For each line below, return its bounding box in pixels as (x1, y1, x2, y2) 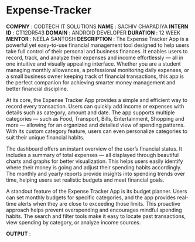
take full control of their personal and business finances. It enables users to (6, 47, 188, 54)
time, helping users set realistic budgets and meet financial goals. (6, 176, 165, 183)
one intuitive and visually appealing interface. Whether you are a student (6, 60, 182, 67)
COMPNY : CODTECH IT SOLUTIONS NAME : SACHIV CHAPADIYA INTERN (6, 23, 189, 30)
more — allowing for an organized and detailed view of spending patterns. (6, 121, 185, 128)
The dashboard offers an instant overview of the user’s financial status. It (6, 145, 183, 152)
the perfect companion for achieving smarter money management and (6, 79, 176, 86)
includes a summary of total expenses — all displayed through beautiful (6, 151, 179, 158)
